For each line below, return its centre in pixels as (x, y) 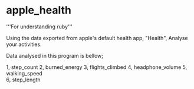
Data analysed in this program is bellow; (55, 55)
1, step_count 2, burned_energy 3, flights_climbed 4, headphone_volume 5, (97, 67)
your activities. (24, 44)
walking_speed (24, 73)
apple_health (39, 10)
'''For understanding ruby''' (39, 27)
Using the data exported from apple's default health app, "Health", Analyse (97, 38)
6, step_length (23, 80)
